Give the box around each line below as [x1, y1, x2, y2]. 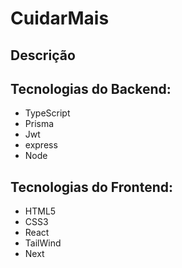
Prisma [24, 118, 55, 130]
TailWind [24, 237, 62, 249]
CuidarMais [10, 7, 110, 30]
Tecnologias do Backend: [10, 80, 172, 97]
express [24, 139, 58, 151]
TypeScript [24, 107, 71, 119]
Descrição [10, 47, 76, 64]
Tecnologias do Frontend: [10, 178, 173, 196]
